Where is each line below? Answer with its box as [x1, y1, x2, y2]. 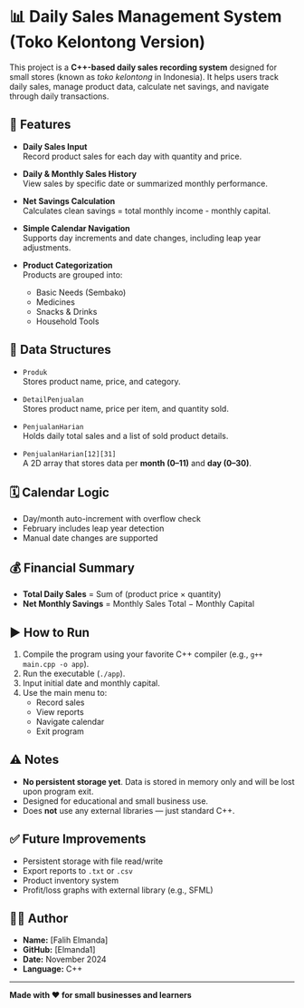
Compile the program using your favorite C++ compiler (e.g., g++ [22, 649, 263, 660]
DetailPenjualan [22, 395, 84, 404]
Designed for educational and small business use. [22, 795, 209, 807]
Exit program [35, 726, 84, 737]
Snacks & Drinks [35, 306, 98, 317]
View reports [35, 707, 84, 717]
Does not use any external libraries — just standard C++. [22, 805, 235, 816]
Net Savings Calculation [22, 195, 116, 206]
